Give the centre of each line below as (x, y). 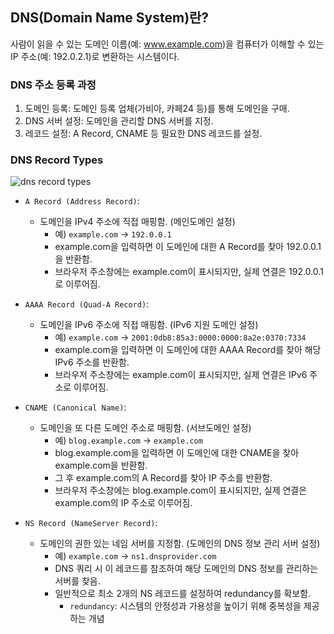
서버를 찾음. (77, 581)
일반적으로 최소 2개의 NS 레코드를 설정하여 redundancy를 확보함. (183, 594)
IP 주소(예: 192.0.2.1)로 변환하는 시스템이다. (95, 56)
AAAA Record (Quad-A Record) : (87, 304)
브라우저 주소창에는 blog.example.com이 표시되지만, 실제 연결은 (181, 490)
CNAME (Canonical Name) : (75, 407)
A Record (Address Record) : (82, 201)
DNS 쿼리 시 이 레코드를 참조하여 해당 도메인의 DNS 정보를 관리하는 (186, 569)
